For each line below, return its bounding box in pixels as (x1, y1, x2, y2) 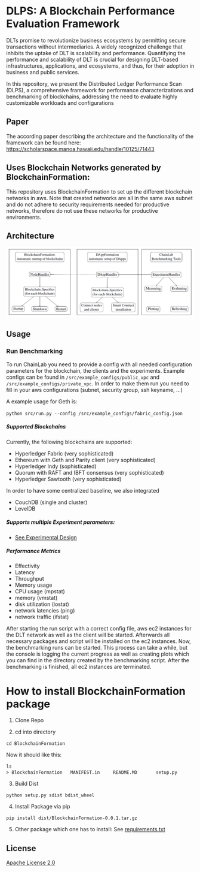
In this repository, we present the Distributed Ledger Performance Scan (6, 80, 182, 87)
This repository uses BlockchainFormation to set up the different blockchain (6, 188, 193, 195)
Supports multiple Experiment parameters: (6, 518, 115, 526)
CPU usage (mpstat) (14, 588, 66, 595)
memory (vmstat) (14, 595, 58, 602)
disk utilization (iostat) (14, 601, 70, 608)
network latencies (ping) (14, 607, 75, 614)
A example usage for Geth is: (6, 397, 78, 405)
